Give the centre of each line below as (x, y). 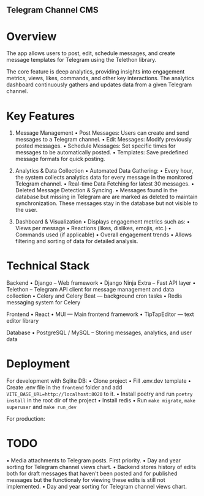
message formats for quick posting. (60, 159)
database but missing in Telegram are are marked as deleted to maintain (106, 197)
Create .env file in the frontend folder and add (64, 388)
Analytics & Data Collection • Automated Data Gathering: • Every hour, (104, 171)
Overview (32, 36)
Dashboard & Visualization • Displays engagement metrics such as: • (102, 222)
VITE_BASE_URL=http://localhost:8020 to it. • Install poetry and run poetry (100, 394)
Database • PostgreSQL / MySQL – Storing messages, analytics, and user (99, 333)
